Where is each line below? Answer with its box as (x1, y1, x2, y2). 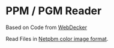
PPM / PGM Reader (5, 4, 102, 18)
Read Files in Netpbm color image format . (5, 35, 109, 42)
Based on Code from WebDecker (5, 24, 88, 31)
